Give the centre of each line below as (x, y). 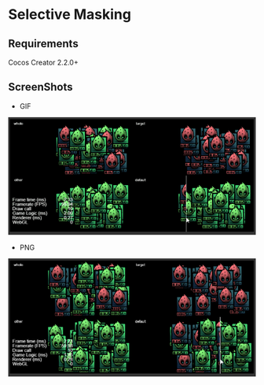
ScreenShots (40, 87)
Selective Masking (70, 15)
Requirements (43, 44)
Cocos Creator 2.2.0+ (43, 62)
